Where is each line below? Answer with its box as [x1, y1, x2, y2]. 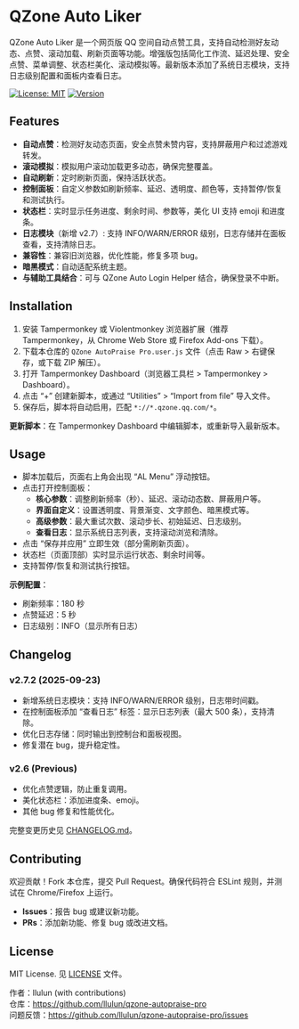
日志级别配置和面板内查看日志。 [9, 69, 126, 81]
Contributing [9, 851, 82, 866]
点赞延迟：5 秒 [21, 609, 77, 620]
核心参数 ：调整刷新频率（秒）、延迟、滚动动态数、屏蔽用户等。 [35, 494, 266, 504]
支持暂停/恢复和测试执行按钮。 [21, 560, 135, 571]
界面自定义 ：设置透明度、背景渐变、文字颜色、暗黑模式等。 [35, 505, 255, 516]
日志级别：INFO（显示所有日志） [21, 621, 143, 632]
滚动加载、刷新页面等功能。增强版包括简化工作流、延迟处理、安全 [47, 47, 290, 59]
